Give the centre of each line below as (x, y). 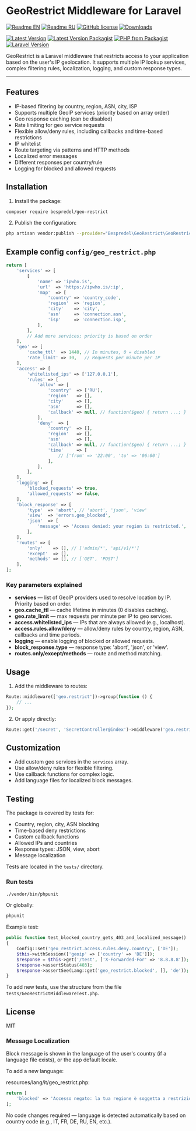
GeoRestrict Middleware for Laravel (94, 11)
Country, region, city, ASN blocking (57, 824)
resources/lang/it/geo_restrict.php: (48, 1082)
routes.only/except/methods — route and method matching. (88, 654)
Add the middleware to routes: (51, 686)
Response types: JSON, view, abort (57, 849)
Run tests (20, 882)
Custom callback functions (47, 837)
